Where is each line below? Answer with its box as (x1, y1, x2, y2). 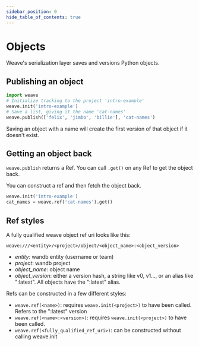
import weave (6, 93, 39, 99)
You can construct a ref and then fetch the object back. (6, 182, 141, 189)
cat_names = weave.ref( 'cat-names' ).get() (6, 199, 113, 205)
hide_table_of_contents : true (6, 14, 81, 20)
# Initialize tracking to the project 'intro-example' (6, 98, 145, 104)
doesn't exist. (6, 131, 40, 138)
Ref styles (6, 215, 45, 226)
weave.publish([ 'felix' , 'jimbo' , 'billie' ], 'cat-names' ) (6, 114, 156, 120)
